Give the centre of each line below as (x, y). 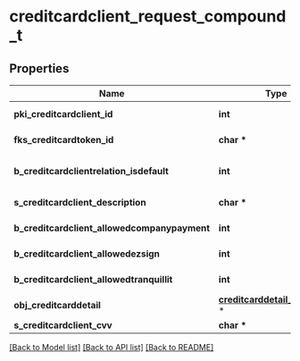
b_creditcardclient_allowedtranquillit (93, 279)
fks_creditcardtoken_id (64, 140)
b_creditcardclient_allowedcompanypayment (112, 228)
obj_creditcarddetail (57, 305)
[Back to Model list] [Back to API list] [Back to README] (112, 347)
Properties (39, 68)
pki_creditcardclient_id (63, 114)
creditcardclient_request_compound (148, 17)
